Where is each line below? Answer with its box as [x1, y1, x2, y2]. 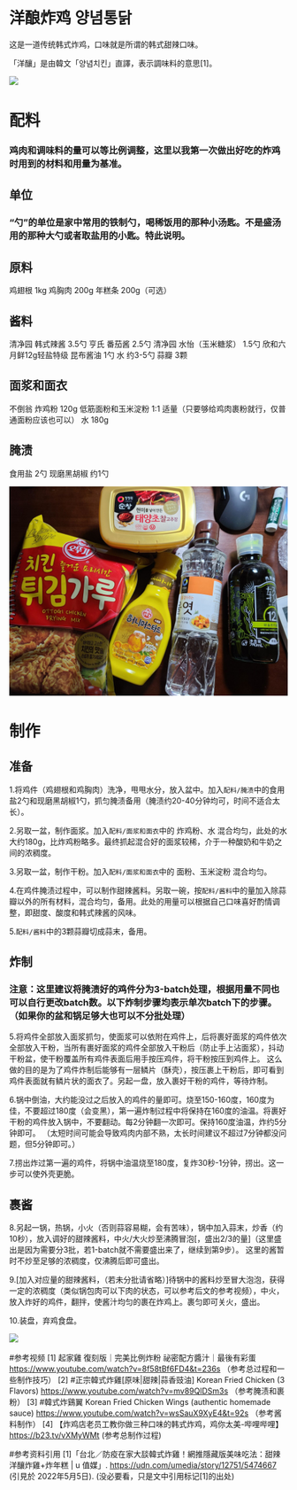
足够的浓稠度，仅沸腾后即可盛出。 [39, 1255, 164, 1267]
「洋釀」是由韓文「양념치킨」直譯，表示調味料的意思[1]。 [9, 58, 217, 68]
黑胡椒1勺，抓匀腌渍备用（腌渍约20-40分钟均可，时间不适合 [52, 795, 272, 806]
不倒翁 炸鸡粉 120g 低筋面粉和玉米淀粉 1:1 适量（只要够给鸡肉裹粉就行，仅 [9, 403, 278, 414]
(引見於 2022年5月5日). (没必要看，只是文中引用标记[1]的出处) [9, 1471, 235, 1482]
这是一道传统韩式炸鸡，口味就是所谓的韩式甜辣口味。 [9, 39, 203, 50]
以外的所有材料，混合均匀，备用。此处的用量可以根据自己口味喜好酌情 [16, 896, 272, 906]
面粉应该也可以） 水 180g [16, 414, 109, 425]
